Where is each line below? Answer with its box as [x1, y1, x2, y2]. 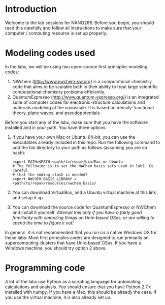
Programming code [5, 262, 85, 274]
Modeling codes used [5, 48, 96, 59]
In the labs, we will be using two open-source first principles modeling [5, 63, 148, 69]
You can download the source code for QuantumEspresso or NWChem [12, 204, 156, 210]
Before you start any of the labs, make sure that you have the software [5, 119, 148, 125]
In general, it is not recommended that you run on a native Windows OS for [5, 229, 157, 235]
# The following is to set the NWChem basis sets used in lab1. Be [12, 163, 154, 168]
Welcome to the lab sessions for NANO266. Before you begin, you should [5, 20, 154, 26]
